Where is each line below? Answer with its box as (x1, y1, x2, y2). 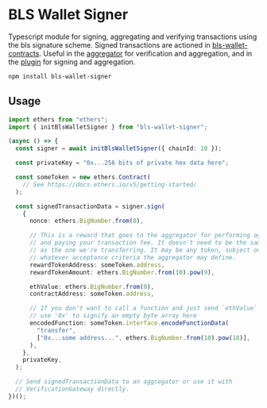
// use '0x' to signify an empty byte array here (29, 312, 197, 320)
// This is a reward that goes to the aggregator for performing (29, 232, 250, 240)
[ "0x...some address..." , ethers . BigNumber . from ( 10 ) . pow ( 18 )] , (37, 333, 250, 342)
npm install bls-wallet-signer (8, 72, 112, 80)
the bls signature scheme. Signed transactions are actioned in (8, 40, 211, 49)
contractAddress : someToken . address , (29, 290, 155, 298)
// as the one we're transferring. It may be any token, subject (29, 246, 250, 254)
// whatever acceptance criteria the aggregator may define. (29, 253, 237, 261)
